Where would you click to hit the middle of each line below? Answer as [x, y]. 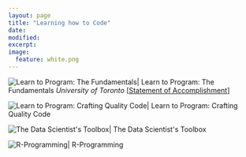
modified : [24, 37]
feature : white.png [47, 60]
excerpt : [22, 45]
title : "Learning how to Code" [60, 23]
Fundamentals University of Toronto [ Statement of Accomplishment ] [119, 90]
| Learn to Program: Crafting [192, 105]
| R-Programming [95, 144]
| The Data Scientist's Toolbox [158, 129]
